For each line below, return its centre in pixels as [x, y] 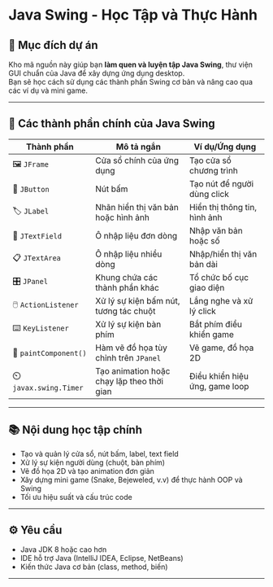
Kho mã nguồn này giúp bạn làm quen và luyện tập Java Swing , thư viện [131, 64]
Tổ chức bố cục [219, 277]
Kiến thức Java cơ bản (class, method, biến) [94, 567]
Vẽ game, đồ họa [222, 348]
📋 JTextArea [37, 258]
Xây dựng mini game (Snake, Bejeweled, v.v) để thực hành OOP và [131, 480]
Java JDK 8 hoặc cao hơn [63, 550]
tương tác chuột [126, 311]
